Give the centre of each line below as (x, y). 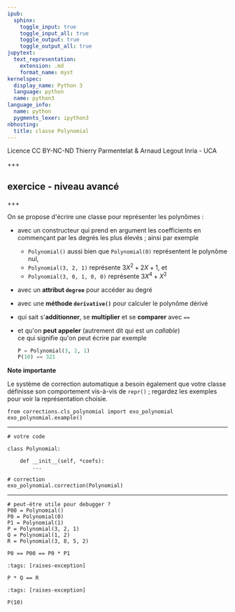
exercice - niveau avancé (63, 186)
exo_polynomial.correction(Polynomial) (65, 486)
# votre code (26, 437)
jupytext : (22, 53)
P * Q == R (23, 578)
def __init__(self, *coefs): (62, 461)
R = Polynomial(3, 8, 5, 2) (48, 541)
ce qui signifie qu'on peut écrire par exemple (82, 338)
